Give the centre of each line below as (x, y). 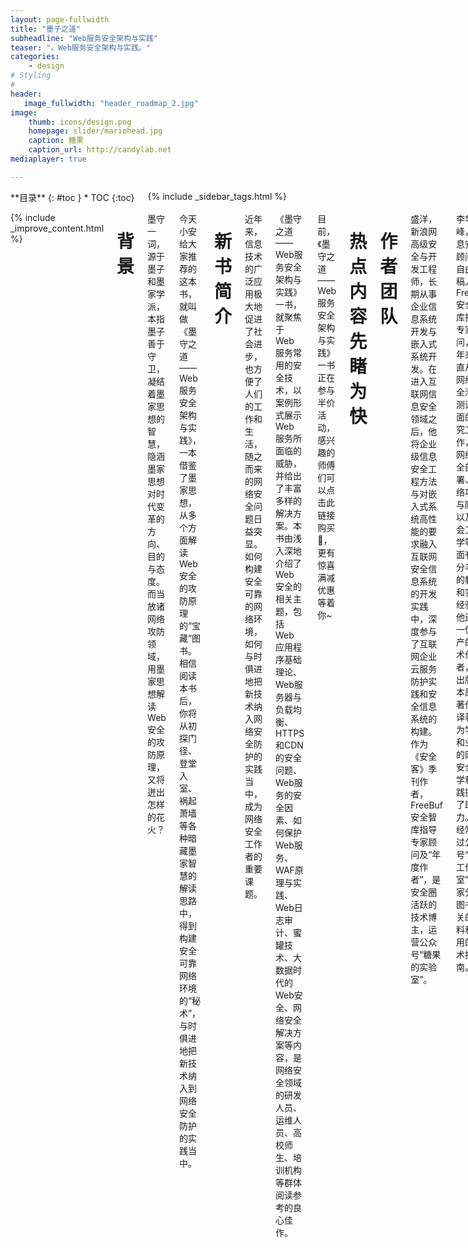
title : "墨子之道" (46, 29)
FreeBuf (427, 805)
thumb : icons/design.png (80, 122)
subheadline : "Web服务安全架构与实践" (84, 38)
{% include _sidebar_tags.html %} (217, 196)
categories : (35, 57)
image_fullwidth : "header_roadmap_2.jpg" (111, 103)
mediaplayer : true (48, 159)
